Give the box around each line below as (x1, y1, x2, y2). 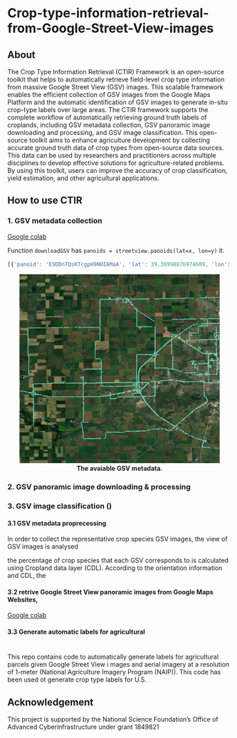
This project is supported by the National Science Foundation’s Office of (7, 715, 218, 724)
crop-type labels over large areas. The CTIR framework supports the (7, 106, 209, 114)
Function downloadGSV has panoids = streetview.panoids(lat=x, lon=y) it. (7, 246, 225, 254)
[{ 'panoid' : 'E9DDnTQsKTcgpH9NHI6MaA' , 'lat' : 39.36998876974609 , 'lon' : (7, 261, 231, 268)
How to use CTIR (7, 194, 83, 206)
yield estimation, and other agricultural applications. (7, 174, 160, 182)
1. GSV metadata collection (7, 216, 102, 226)
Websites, (7, 595, 38, 604)
